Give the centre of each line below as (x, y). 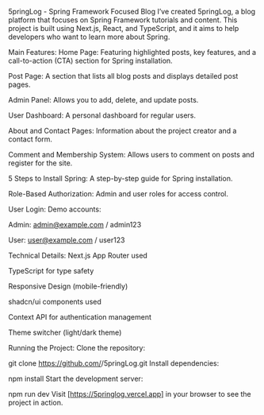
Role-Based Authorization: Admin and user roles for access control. (118, 194)
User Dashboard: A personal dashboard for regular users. (102, 115)
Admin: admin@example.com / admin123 (75, 225)
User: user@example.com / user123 (67, 240)
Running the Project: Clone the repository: (77, 348)
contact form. (31, 139)
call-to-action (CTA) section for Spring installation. (90, 60)
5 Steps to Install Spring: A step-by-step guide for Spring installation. (121, 178)
